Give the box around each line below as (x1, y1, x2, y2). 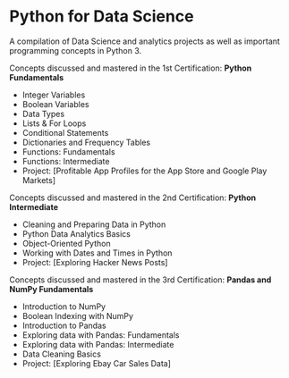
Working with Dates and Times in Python (21, 248, 173, 258)
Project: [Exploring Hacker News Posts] (21, 256, 168, 267)
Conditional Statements (21, 127, 109, 138)
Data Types (21, 108, 65, 119)
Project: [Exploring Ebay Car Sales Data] (21, 357, 172, 368)
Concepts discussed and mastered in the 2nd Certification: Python (9, 192, 257, 203)
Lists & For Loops (21, 118, 87, 129)
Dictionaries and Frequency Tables (21, 137, 150, 147)
